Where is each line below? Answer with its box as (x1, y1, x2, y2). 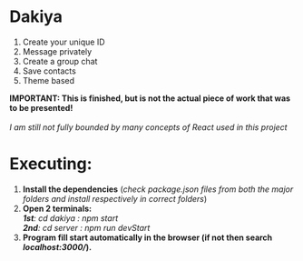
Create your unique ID (22, 36, 105, 47)
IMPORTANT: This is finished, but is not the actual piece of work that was (9, 93, 291, 104)
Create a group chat (22, 55, 98, 66)
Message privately (22, 45, 93, 56)
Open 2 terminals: (22, 203, 93, 214)
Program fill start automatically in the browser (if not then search (22, 232, 273, 243)
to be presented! (9, 102, 73, 113)
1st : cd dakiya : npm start (22, 212, 119, 224)
